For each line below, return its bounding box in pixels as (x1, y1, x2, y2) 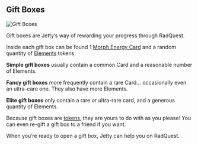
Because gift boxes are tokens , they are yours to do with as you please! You (6, 114, 191, 121)
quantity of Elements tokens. (6, 50, 76, 57)
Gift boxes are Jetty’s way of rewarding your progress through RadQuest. (6, 32, 185, 39)
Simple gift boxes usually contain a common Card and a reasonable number (6, 61, 193, 68)
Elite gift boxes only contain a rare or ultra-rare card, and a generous (6, 96, 175, 104)
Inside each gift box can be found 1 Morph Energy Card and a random (6, 43, 177, 50)
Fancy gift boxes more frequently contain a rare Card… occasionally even (6, 79, 187, 86)
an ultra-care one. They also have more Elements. (6, 85, 128, 92)
